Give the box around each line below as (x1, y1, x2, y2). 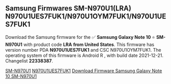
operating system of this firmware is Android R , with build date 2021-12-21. (5, 52, 164, 58)
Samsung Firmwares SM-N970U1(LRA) (5, 4, 132, 13)
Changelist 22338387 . (5, 57, 54, 64)
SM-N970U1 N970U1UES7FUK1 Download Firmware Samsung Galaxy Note (5, 68, 162, 74)
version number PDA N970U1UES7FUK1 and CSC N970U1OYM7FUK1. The (5, 47, 162, 53)
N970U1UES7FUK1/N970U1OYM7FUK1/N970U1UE (5, 12, 166, 21)
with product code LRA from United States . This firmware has (23, 41, 155, 48)
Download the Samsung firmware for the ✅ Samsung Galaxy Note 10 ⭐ (5, 34, 156, 40)
